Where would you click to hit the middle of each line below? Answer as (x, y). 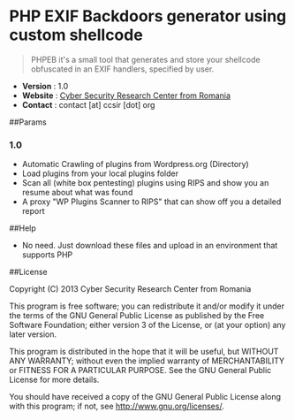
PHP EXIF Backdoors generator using (148, 16)
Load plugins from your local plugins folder (100, 173)
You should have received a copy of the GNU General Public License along (145, 397)
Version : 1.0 (45, 86)
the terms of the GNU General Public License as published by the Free (137, 316)
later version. (33, 334)
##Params (28, 122)
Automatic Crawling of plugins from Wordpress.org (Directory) (135, 164)
